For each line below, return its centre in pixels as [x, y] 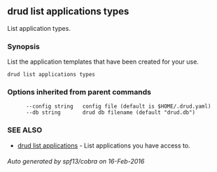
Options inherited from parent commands [79, 92]
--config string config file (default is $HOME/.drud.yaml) [118, 107]
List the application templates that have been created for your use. [103, 62]
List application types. [39, 28]
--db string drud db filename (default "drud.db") [111, 113]
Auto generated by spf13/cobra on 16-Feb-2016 [76, 162]
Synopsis [23, 46]
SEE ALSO [25, 130]
